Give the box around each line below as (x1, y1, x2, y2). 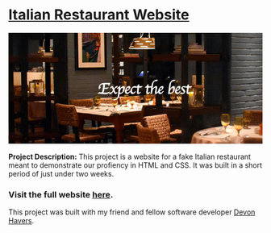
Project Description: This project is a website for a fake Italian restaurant (8, 152, 252, 161)
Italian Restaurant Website (8, 6, 190, 24)
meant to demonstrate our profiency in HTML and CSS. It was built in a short (8, 160, 263, 170)
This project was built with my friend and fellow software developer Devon (8, 207, 256, 217)
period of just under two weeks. (8, 169, 115, 178)
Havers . (8, 216, 35, 226)
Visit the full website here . (8, 189, 114, 200)
